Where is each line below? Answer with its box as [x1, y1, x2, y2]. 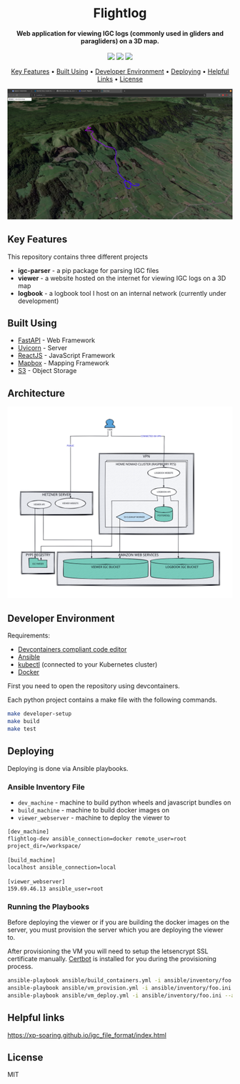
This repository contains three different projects [7, 252, 149, 261]
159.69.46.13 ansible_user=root [7, 885, 104, 892]
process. [7, 963, 34, 971]
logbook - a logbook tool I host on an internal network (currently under [17, 289, 226, 297]
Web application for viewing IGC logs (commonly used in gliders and [16, 29, 224, 37]
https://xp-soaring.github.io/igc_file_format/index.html [7, 1030, 166, 1039]
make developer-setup [7, 710, 72, 717]
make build [7, 718, 40, 725]
